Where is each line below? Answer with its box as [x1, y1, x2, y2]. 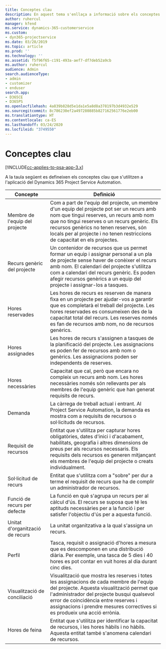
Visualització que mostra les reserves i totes [50, 572, 152, 579]
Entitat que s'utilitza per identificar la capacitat [50, 617, 158, 624]
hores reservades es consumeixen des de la [50, 308, 153, 315]
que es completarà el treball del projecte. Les [50, 302, 155, 309]
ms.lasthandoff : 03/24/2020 [5, 122, 63, 127]
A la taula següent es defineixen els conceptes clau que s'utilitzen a [5, 174, 143, 180]
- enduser [5, 85, 26, 91]
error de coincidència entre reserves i [50, 597, 137, 604]
